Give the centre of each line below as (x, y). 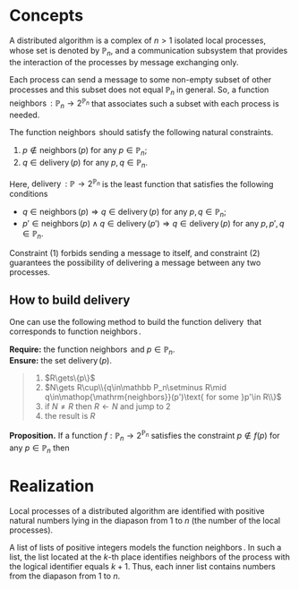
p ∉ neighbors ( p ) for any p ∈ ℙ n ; (85, 151)
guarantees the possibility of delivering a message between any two (135, 262)
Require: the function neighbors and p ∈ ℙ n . (92, 350)
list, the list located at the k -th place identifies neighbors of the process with (150, 557)
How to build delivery (70, 300)
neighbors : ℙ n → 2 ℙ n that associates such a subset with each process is (144, 103)
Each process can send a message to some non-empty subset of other (140, 79)
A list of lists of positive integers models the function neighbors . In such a (145, 547)
